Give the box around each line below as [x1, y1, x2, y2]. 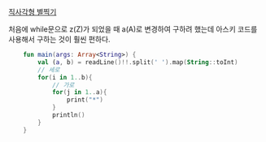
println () [51, 111, 85, 119]
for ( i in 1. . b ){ [37, 73, 93, 81]
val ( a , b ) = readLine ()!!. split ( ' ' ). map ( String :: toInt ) [37, 58, 238, 67]
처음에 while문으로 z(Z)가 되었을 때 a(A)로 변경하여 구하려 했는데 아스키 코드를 [8, 24, 258, 34]
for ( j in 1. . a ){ [51, 88, 107, 97]
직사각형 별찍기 [8, 7, 57, 16]
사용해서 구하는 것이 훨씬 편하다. [8, 35, 111, 44]
